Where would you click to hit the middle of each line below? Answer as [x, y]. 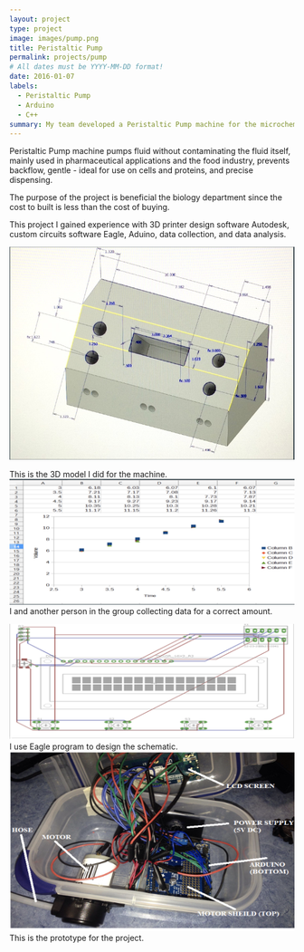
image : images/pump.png [54, 38]
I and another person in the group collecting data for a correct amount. [141, 611]
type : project [36, 29]
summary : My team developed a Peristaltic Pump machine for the [133, 124]
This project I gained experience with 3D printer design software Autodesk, [149, 225]
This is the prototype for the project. [77, 938]
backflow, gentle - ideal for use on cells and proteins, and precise [131, 170]
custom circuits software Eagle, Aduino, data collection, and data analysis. [148, 235]
